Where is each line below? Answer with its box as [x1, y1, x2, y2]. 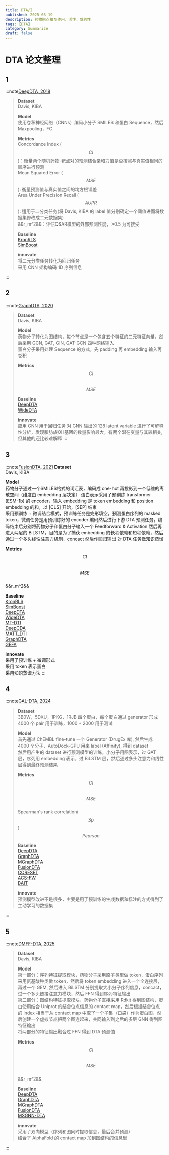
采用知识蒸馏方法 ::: [5, 669, 46, 676]
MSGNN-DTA [17, 1113, 45, 1119]
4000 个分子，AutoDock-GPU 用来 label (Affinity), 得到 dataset [17, 743, 149, 749]
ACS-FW [17, 875, 36, 881]
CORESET [17, 870, 39, 876]
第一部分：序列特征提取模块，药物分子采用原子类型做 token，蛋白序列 [17, 972, 163, 978]
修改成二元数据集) [26, 215, 64, 220]
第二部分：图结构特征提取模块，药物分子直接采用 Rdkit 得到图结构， [17, 997, 159, 1003]
